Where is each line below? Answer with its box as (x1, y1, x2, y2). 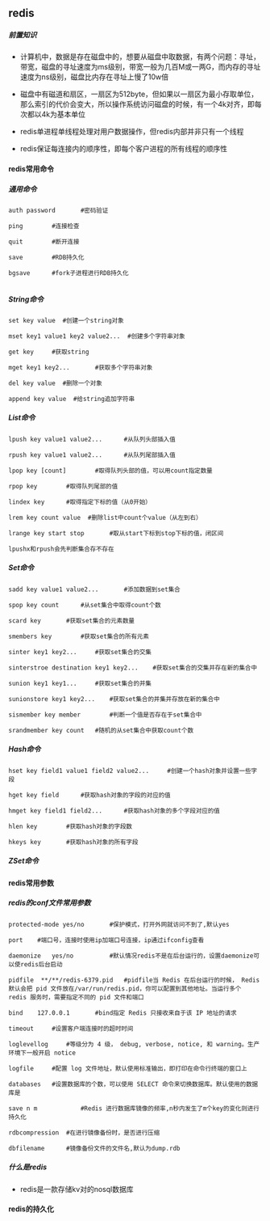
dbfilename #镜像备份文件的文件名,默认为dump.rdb (8, 1144, 181, 1152)
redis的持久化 (8, 1204, 55, 1214)
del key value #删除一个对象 (8, 379, 102, 387)
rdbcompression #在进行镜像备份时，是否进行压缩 (8, 1128, 160, 1137)
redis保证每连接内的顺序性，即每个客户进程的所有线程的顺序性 (19, 144, 228, 154)
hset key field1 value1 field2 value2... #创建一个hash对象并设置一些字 (8, 767, 258, 775)
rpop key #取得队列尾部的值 (8, 482, 118, 490)
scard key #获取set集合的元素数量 (8, 616, 135, 625)
